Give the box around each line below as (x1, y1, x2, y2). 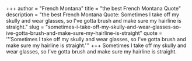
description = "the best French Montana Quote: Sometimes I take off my (6, 11, 180, 18)
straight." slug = (6, 23, 45, 30)
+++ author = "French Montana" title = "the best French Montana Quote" (6, 5, 181, 12)
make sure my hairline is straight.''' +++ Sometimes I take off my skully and (6, 42, 187, 49)
